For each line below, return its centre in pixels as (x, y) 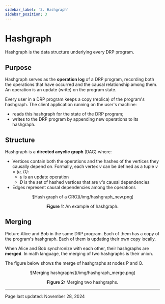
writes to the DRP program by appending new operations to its (75, 119)
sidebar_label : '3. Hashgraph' (37, 10)
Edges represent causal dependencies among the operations (74, 188)
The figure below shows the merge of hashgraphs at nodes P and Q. (74, 263)
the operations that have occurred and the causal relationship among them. (81, 84)
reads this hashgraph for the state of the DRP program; (68, 114)
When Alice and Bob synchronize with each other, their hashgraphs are (77, 248)
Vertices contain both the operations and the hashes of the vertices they (85, 161)
